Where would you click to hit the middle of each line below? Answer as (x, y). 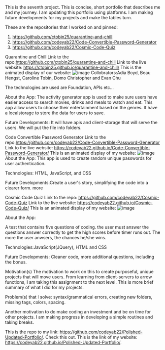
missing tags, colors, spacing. (35, 302)
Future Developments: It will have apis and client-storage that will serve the (81, 122)
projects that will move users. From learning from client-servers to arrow (79, 277)
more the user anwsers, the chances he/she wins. (56, 238)
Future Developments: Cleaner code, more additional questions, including (80, 257)
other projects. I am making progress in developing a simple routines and (79, 317)
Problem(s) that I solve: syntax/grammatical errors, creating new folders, (79, 297)
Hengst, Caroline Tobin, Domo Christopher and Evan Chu (63, 78)
